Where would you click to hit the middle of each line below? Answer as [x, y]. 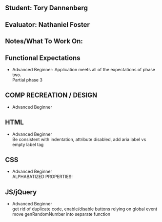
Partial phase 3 [27, 80]
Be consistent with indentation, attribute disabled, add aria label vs [79, 139]
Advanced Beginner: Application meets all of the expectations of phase [83, 69]
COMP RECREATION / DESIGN [51, 95]
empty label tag [28, 144]
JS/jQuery [21, 192]
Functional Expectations [43, 58]
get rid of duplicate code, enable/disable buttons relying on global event [85, 209]
